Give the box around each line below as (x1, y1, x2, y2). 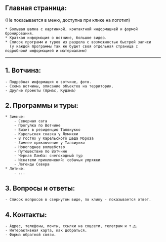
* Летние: (5, 166, 26, 171)
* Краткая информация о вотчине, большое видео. (5, 35, 107, 40)
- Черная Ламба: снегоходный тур (14, 153, 83, 159)
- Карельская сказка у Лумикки (14, 132, 79, 137)
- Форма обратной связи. (5, 232, 56, 238)
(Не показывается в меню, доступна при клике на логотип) (5, 17, 130, 23)
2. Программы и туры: (5, 101, 79, 110)
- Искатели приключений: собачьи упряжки (14, 158, 100, 162)
